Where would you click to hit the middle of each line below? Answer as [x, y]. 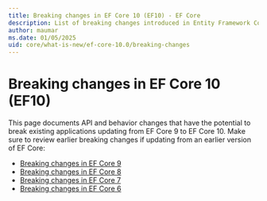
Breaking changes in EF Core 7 [70, 180]
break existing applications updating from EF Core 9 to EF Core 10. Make [127, 131]
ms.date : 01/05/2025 [43, 38]
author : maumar [33, 30]
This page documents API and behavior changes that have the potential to [130, 123]
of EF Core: [27, 148]
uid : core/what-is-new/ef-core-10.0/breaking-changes [99, 45]
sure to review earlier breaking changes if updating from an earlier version [130, 140]
